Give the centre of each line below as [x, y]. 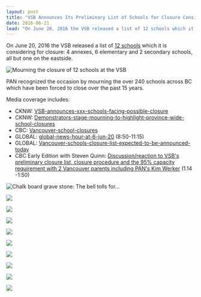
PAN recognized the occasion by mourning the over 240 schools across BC [99, 82]
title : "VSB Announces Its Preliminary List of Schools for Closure [93, 17]
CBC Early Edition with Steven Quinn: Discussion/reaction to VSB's [97, 156]
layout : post [22, 12]
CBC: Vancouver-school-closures [56, 130]
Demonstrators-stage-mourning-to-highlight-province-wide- [109, 118]
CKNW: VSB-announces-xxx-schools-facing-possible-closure [92, 111]
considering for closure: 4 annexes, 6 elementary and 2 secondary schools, [100, 52]
